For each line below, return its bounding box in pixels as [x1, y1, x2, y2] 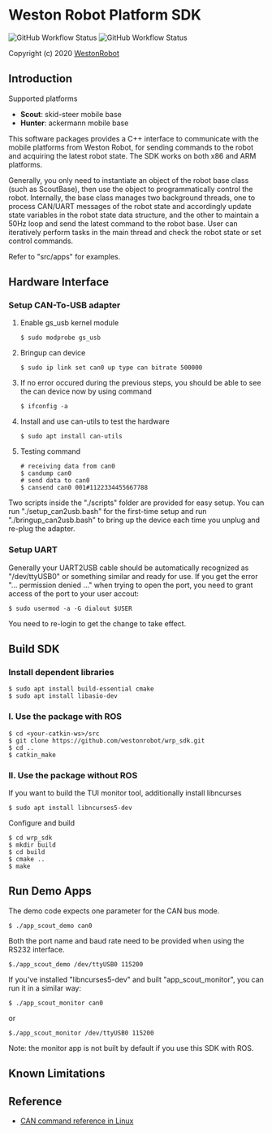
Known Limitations [8, 1067, 106, 1081]
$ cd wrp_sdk [8, 834, 53, 843]
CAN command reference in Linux [19, 1116, 134, 1126]
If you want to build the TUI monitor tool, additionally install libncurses [8, 788, 242, 798]
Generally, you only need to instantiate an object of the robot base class [8, 175, 249, 185]
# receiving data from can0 [19, 462, 115, 471]
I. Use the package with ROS [8, 711, 123, 722]
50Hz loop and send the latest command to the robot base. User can [8, 218, 238, 229]
